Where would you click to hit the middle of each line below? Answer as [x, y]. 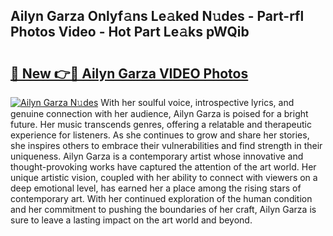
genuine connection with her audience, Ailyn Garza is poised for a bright [159, 113]
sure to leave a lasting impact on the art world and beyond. [131, 220]
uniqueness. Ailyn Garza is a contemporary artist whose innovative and [157, 156]
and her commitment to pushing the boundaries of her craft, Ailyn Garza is [163, 209]
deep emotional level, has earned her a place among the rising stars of [156, 188]
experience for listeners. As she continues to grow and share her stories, [160, 135]
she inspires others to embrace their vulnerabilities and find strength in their [166, 145]
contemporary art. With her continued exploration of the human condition [161, 198]
